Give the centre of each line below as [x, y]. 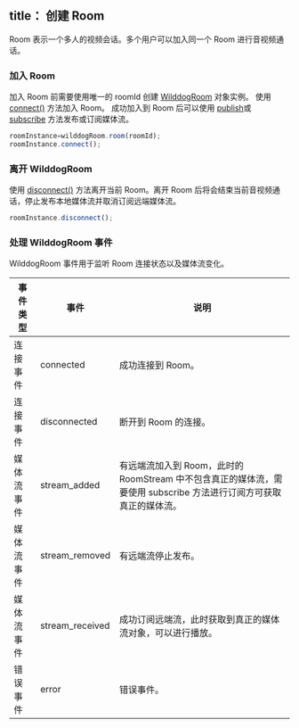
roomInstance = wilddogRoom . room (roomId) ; [85, 136]
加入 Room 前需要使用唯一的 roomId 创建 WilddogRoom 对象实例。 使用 [140, 97]
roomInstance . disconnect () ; [61, 218]
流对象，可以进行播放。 [168, 633]
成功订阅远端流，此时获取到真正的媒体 [199, 620]
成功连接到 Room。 [159, 366]
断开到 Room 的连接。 [165, 422]
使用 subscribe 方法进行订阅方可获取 [205, 492]
